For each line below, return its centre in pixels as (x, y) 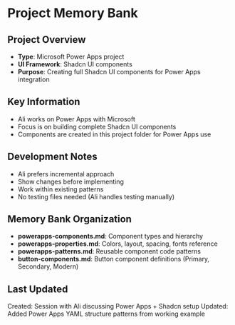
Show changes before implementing (71, 181)
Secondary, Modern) (48, 266)
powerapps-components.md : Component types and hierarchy (110, 236)
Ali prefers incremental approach (66, 174)
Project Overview (47, 40)
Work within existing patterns (61, 189)
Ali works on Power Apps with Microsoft (76, 119)
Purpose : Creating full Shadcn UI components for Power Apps (109, 72)
